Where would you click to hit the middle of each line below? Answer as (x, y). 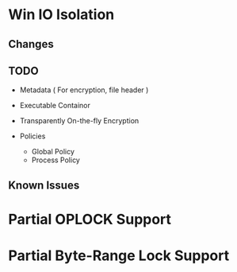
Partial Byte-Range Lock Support (119, 256)
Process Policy (56, 160)
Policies (32, 136)
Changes (31, 44)
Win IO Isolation (61, 15)
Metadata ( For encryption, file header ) (84, 90)
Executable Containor (55, 106)
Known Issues (44, 185)
